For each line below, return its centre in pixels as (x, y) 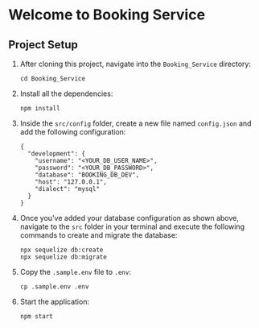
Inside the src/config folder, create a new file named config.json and (136, 123)
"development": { (57, 154)
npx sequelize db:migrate (63, 257)
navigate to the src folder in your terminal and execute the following (132, 226)
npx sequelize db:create (62, 250)
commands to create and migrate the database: (99, 235)
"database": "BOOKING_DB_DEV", (87, 175)
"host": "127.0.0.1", (71, 182)
